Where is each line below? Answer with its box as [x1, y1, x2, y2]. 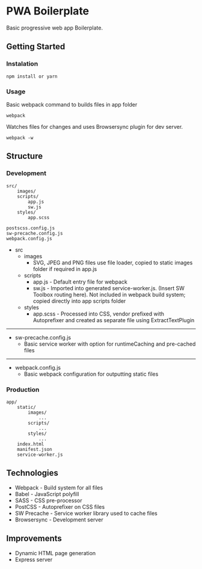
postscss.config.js [6, 225, 55, 231]
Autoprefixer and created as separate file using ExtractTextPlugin [32, 316, 195, 323]
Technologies [6, 468, 59, 478]
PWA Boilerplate [6, 4, 90, 18]
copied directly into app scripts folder [32, 297, 126, 305]
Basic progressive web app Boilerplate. [6, 24, 103, 31]
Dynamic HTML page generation [14, 549, 96, 556]
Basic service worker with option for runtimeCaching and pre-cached [23, 340, 196, 347]
